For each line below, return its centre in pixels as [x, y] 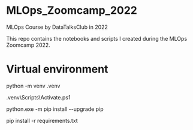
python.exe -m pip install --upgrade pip [55, 109]
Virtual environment [57, 69]
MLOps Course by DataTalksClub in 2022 [57, 27]
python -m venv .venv [33, 86]
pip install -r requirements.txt [42, 120]
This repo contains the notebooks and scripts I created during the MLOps [97, 38]
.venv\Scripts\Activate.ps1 [38, 97]
